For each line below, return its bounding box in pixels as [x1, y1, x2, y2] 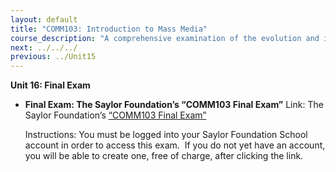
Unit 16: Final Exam [10, 79, 91, 91]
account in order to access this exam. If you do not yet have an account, [24, 139, 326, 151]
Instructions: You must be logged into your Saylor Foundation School [24, 129, 308, 141]
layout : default [10, 14, 78, 25]
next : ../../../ [10, 42, 78, 53]
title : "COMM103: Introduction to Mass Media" [10, 24, 208, 34]
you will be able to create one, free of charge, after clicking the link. [24, 150, 304, 162]
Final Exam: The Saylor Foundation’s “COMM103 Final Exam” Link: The [24, 99, 324, 111]
